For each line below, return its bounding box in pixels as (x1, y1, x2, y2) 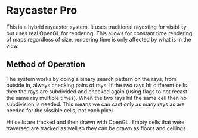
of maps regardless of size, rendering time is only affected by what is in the (6, 36, 191, 43)
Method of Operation (6, 59, 85, 70)
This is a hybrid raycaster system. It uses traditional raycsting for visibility (6, 23, 187, 30)
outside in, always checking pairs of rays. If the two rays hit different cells (6, 81, 187, 89)
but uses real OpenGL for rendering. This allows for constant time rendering (6, 29, 193, 36)
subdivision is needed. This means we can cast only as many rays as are (6, 101, 185, 108)
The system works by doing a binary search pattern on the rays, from (6, 75, 177, 82)
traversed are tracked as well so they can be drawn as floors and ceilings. (6, 124, 188, 131)
